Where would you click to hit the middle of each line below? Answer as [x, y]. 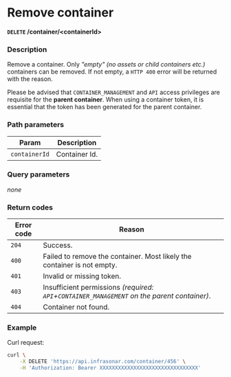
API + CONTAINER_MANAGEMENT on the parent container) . [127, 296]
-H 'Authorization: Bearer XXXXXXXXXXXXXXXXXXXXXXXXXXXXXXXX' [110, 368]
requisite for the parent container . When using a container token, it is [106, 100]
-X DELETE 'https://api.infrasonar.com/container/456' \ [103, 362]
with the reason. [30, 79]
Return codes [30, 207]
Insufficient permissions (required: [98, 288]
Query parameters [38, 174]
